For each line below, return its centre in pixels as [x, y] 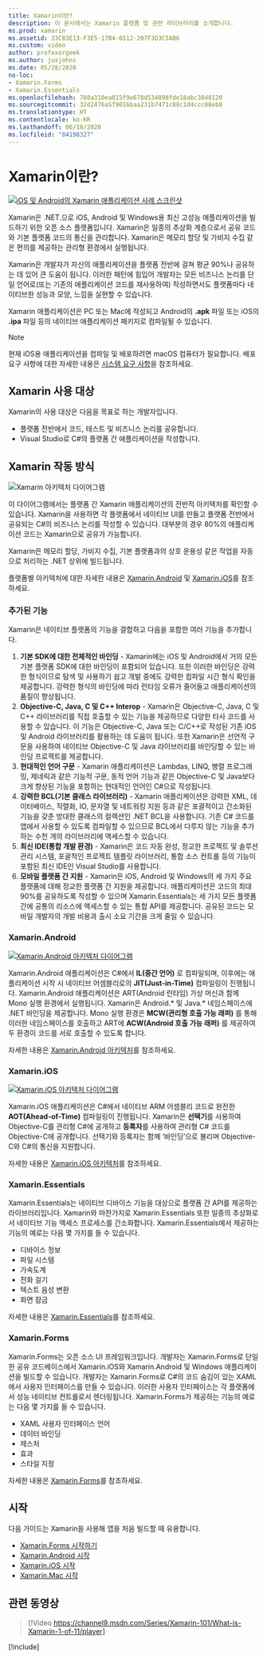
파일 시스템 [37, 1260]
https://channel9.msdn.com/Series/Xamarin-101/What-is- [147, 1623]
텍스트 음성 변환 [44, 1290]
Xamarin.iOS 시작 [47, 1566]
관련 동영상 [34, 1603]
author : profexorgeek [44, 53]
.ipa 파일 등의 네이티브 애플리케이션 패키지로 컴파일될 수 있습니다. [110, 321]
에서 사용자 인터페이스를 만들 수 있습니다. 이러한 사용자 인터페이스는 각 [118, 1386]
